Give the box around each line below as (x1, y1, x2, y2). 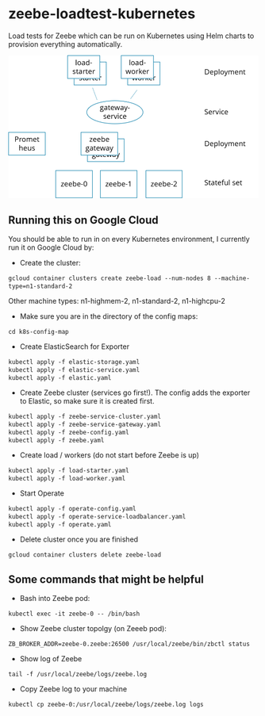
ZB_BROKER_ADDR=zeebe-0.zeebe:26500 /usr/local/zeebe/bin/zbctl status (8, 640, 250, 649)
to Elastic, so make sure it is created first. (19, 396, 155, 406)
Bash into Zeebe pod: (19, 594, 90, 603)
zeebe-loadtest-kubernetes (8, 5, 196, 23)
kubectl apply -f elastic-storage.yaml (8, 358, 140, 366)
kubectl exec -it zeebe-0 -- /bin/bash (8, 610, 140, 618)
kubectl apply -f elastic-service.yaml (8, 366, 140, 374)
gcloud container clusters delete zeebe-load (8, 551, 161, 559)
